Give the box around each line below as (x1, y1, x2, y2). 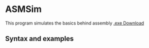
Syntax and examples (5, 34, 74, 43)
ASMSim (5, 3, 42, 15)
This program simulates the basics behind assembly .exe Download (5, 20, 144, 26)
